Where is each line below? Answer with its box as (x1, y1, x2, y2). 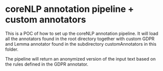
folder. (5, 46, 18, 52)
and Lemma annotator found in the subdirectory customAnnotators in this (5, 41, 156, 47)
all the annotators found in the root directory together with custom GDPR (5, 36, 155, 42)
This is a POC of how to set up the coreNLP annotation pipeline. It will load (5, 30, 158, 36)
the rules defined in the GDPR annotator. (5, 61, 88, 67)
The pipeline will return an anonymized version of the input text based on (5, 56, 156, 62)
